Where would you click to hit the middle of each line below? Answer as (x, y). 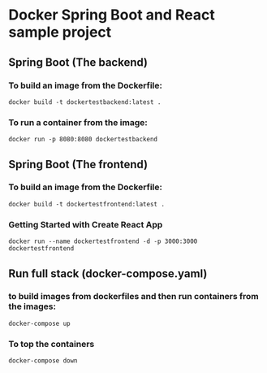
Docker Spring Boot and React (112, 15)
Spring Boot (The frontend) (78, 164)
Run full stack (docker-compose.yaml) (108, 273)
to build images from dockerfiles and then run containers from (133, 297)
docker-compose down (43, 361)
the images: (32, 306)
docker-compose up (39, 323)
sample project (60, 32)
